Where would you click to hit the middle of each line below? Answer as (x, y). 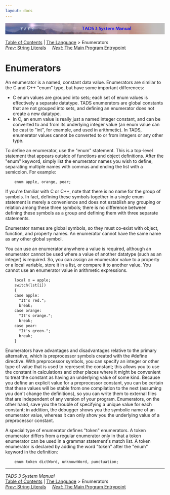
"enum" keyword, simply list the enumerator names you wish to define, (79, 161)
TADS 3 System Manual (30, 476)
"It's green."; (35, 331)
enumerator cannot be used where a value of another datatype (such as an (83, 254)
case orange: (28, 311)
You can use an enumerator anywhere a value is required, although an (78, 249)
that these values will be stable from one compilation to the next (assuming (83, 388)
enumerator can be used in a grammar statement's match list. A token (78, 441)
